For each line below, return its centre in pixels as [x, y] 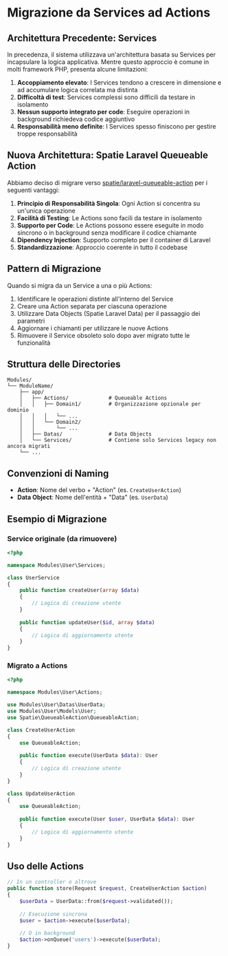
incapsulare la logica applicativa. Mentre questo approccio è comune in [108, 62]
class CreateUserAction [41, 730]
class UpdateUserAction [41, 794]
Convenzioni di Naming [58, 473]
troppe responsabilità [47, 134]
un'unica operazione [46, 211]
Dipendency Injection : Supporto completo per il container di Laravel [114, 240]
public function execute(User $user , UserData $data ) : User [107, 819]
